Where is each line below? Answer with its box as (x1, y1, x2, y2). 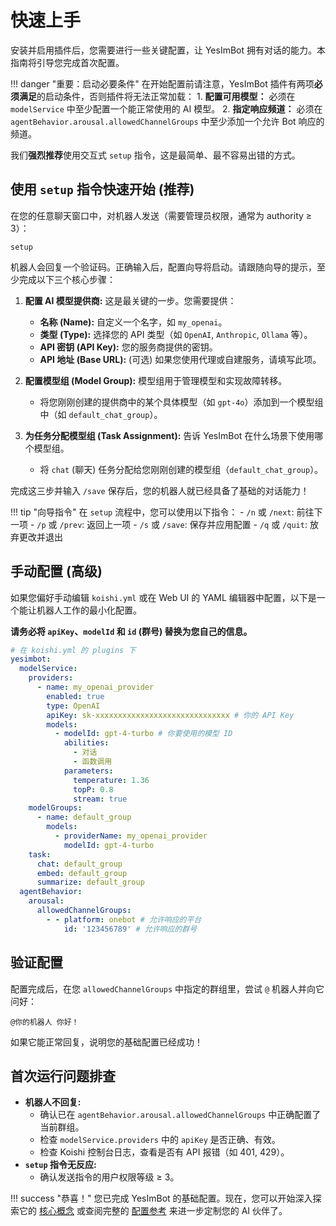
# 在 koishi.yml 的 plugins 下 (10, 645, 137, 655)
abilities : (63, 738, 110, 748)
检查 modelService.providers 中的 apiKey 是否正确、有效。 (39, 1134, 281, 1146)
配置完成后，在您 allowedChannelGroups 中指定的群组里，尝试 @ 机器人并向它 (10, 982, 325, 995)
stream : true (73, 794, 128, 804)
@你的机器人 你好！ (10, 1017, 80, 1027)
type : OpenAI (46, 701, 101, 711)
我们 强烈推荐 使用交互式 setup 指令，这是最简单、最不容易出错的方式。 (10, 149, 301, 161)
